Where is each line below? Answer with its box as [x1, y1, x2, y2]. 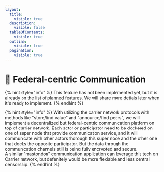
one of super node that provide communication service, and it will [5, 130, 138, 136]
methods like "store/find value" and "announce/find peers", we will [5, 115, 140, 121]
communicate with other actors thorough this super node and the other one [5, 135, 158, 142]
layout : [5, 7, 21, 12]
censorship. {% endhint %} [5, 162, 60, 168]
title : [9, 12, 23, 17]
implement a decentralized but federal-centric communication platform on [5, 120, 155, 126]
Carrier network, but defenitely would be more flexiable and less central [5, 156, 150, 162]
